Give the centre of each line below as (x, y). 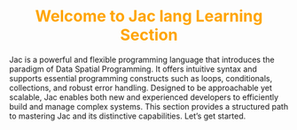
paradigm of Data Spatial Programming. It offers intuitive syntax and (133, 69)
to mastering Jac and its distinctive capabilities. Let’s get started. (128, 116)
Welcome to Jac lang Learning (149, 16)
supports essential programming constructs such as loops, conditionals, (141, 78)
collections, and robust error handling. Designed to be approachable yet (141, 88)
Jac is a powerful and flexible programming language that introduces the (142, 59)
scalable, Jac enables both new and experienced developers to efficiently (144, 97)
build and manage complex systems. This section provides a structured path (149, 106)
